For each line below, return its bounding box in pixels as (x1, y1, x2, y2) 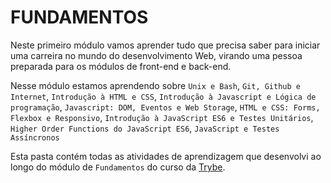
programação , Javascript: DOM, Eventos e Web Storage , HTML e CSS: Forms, (10, 101, 321, 113)
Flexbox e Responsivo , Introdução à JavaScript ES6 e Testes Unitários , (10, 111, 314, 123)
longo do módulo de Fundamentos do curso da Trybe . (10, 161, 226, 173)
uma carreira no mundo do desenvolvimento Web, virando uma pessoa (10, 49, 303, 61)
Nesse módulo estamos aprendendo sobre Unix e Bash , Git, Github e (10, 79, 301, 91)
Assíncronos (10, 132, 60, 143)
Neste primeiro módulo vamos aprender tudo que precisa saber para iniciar (10, 39, 321, 51)
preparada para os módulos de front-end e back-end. (10, 60, 232, 72)
